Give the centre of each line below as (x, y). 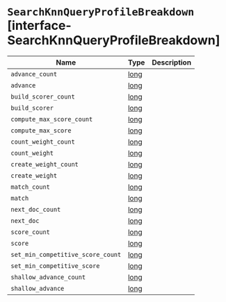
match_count (31, 187)
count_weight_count (43, 142)
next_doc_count (36, 209)
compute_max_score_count (52, 119)
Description (172, 62)
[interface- (39, 26)
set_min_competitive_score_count (66, 254)
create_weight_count (45, 164)
